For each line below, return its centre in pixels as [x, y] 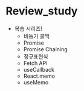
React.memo [39, 76]
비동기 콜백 [36, 36]
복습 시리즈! [28, 28]
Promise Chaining [45, 49]
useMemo [36, 82]
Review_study [42, 11]
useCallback [39, 69]
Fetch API [35, 63]
